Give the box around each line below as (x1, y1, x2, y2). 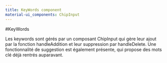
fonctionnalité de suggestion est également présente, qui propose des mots (5, 46, 162, 52)
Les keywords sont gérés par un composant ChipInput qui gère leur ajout (5, 36, 157, 42)
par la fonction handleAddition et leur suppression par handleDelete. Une (5, 41, 156, 47)
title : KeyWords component (5, 7, 62, 13)
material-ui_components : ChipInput (5, 12, 80, 17)
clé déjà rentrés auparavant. (5, 51, 64, 58)
